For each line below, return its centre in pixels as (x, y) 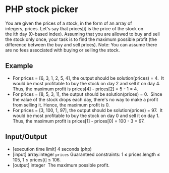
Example (19, 66)
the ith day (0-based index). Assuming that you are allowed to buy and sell (82, 34)
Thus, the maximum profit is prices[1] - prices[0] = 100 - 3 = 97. (78, 121)
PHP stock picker (42, 9)
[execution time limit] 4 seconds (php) (52, 149)
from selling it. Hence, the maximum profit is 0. (61, 105)
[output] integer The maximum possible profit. (61, 165)
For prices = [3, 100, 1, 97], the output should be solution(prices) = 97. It (88, 110)
